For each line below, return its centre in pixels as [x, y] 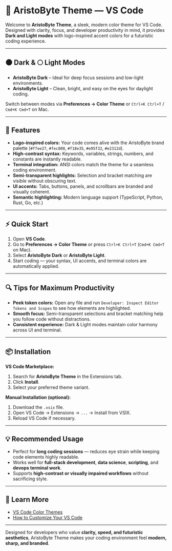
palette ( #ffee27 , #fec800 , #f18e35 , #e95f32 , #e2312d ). [68, 148]
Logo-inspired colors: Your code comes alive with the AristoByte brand [88, 143]
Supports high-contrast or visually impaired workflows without [81, 473]
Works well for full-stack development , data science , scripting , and [85, 462]
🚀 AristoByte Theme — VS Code [74, 11]
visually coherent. [31, 191]
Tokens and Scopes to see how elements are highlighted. [72, 308]
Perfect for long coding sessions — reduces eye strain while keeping [86, 451]
